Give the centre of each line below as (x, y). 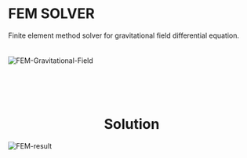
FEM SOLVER (52, 14)
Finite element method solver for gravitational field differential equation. (124, 35)
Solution (132, 125)
